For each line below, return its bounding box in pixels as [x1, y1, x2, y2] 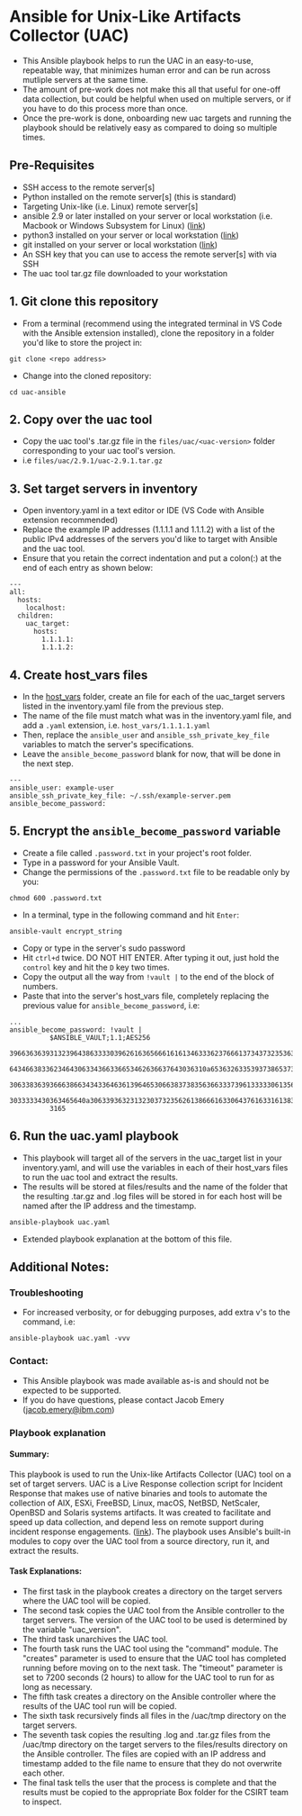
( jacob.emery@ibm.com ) [22, 1404, 115, 1414]
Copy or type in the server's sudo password [22, 943, 186, 953]
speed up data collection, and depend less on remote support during [9, 1516, 264, 1527]
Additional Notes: [9, 1260, 110, 1275]
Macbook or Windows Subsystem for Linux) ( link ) [22, 220, 207, 230]
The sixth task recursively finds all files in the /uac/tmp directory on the [22, 1710, 287, 1721]
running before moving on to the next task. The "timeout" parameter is [22, 1662, 283, 1673]
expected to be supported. [22, 1385, 121, 1396]
